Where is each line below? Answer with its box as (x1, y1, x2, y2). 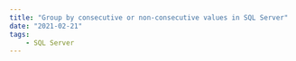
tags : (9, 30, 30, 39)
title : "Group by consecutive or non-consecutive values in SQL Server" (9, 13, 289, 22)
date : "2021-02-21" (9, 22, 83, 30)
